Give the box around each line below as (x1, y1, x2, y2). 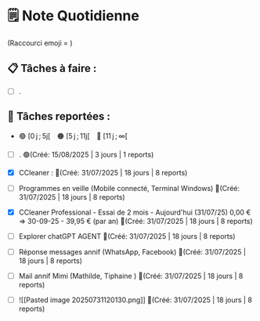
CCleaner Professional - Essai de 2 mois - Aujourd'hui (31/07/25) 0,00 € (18, 207, 251, 217)
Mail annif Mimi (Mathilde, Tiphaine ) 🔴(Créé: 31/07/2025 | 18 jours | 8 (18, 271, 244, 280)
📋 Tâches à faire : (7, 62, 97, 75)
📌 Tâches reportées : (7, 110, 110, 123)
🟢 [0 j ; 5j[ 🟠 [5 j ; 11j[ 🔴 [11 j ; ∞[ (18, 131, 128, 140)
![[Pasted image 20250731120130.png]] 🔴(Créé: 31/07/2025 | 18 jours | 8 (18, 295, 252, 305)
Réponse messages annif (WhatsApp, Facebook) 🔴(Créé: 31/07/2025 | (18, 247, 246, 256)
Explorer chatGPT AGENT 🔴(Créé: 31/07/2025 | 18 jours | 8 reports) (18, 231, 236, 240)
